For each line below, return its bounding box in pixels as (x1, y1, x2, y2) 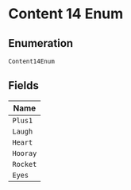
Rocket (12, 160, 37, 169)
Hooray (12, 149, 37, 157)
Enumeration (8, 37, 74, 50)
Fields (8, 79, 40, 92)
